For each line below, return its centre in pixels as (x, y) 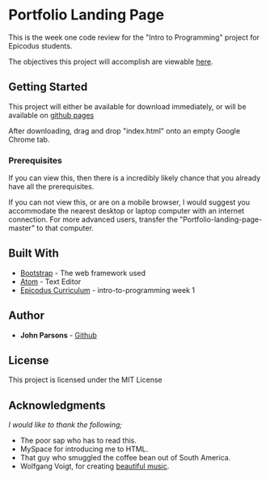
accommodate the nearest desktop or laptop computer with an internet (127, 211)
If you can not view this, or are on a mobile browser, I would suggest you (129, 202)
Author (26, 316)
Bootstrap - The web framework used (83, 273)
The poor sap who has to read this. (78, 441)
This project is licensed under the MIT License (86, 380)
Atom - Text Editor (51, 282)
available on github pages (51, 115)
